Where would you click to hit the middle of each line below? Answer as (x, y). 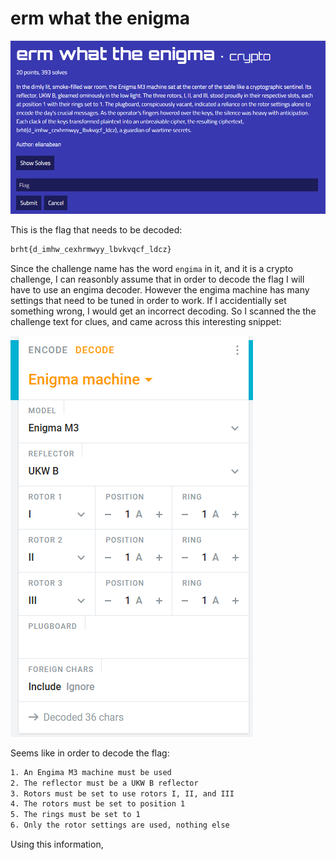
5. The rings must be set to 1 (75, 815)
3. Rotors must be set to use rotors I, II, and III (122, 793)
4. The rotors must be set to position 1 (98, 804)
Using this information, (57, 844)
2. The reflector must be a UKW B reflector (104, 783)
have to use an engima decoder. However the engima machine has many (160, 289)
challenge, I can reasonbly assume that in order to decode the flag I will (157, 279)
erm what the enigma (100, 18)
